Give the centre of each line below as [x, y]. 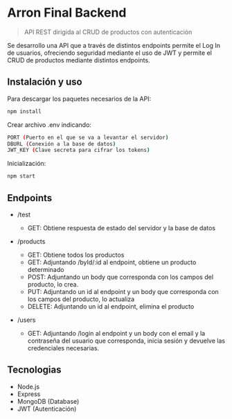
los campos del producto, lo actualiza [81, 299]
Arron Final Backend [67, 13]
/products [31, 241]
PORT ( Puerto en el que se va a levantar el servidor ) [88, 137]
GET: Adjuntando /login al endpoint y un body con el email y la [116, 333]
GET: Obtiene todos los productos [76, 255]
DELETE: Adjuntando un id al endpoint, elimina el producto [111, 306]
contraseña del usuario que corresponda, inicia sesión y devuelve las [126, 341]
